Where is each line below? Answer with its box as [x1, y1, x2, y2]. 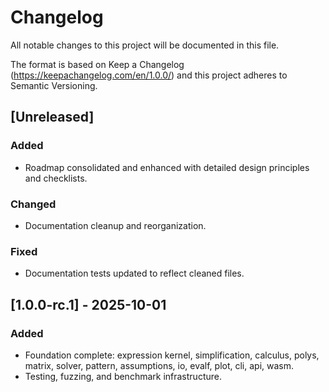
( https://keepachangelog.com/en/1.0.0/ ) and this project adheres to [10, 69, 288, 81]
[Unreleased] [10, 109, 95, 126]
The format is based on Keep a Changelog [10, 58, 185, 70]
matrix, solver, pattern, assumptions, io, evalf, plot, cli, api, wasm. [24, 359, 295, 371]
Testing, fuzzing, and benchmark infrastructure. [24, 370, 222, 382]
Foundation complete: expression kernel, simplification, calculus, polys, [24, 349, 320, 361]
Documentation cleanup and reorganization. [24, 219, 207, 231]
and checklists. [24, 172, 88, 184]
